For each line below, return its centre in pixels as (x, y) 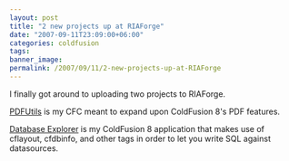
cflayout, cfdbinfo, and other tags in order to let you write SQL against (140, 138)
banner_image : (36, 60)
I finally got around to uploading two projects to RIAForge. (117, 94)
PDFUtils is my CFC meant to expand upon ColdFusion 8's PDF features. (144, 111)
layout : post (34, 18)
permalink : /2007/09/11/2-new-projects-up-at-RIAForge (115, 69)
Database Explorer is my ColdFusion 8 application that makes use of (137, 128)
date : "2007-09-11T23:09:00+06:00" (77, 34)
